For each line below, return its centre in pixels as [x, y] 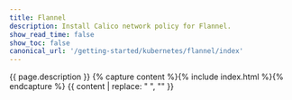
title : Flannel [38, 18]
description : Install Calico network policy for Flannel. [120, 26]
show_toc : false [40, 43]
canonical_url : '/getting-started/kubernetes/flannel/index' [127, 51]
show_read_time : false [52, 34]
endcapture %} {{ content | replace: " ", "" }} [91, 86]
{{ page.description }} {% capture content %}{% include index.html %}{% [146, 77]
